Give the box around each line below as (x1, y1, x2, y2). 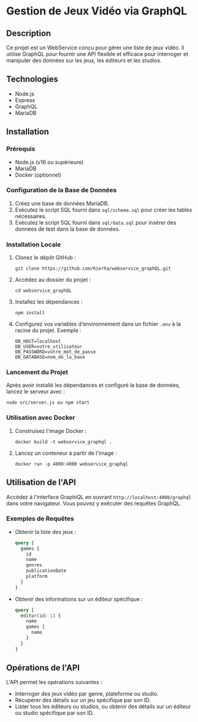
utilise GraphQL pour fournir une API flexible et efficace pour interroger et (6, 50, 188, 58)
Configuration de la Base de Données (6, 186, 117, 195)
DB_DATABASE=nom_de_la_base (14, 354, 85, 360)
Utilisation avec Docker (6, 413, 76, 422)
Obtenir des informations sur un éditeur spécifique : (14, 595, 143, 602)
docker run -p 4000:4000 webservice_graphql (14, 461, 128, 467)
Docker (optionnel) (14, 171, 62, 178)
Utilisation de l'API (6, 478, 76, 488)
